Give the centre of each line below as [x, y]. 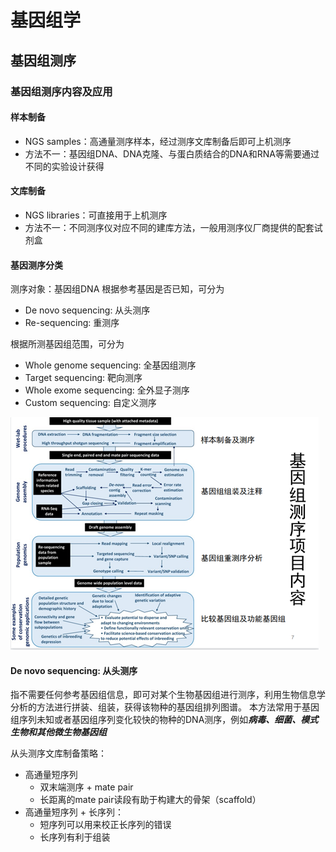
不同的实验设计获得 [64, 166]
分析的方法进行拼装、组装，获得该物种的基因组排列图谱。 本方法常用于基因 [165, 707]
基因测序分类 [36, 265]
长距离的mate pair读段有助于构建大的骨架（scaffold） [150, 800]
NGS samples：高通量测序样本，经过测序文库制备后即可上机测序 [158, 141]
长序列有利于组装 [75, 837]
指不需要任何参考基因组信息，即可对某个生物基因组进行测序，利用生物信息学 [168, 695]
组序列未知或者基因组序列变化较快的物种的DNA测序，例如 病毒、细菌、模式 [164, 720]
